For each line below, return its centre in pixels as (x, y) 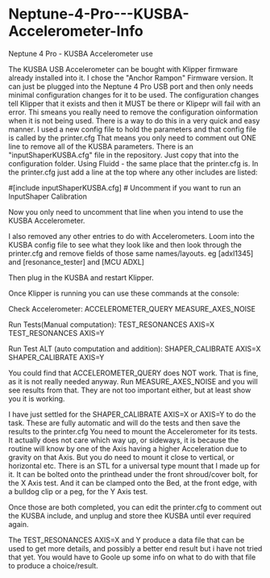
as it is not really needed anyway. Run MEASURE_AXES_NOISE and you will (133, 381)
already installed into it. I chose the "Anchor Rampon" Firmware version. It (131, 77)
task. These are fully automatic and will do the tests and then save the (125, 423)
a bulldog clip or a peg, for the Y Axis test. (78, 491)
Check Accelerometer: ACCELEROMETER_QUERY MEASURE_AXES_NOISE (132, 308)
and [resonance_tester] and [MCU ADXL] (77, 262)
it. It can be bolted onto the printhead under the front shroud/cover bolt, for (133, 474)
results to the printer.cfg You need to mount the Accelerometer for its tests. (133, 431)
